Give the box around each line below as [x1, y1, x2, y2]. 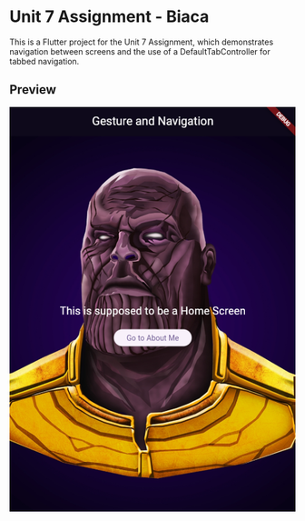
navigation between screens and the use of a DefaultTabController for [9, 45, 271, 56]
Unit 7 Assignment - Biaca [9, 6, 210, 27]
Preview [9, 82, 57, 97]
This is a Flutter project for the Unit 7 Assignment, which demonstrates [9, 36, 274, 47]
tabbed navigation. [9, 55, 80, 66]
